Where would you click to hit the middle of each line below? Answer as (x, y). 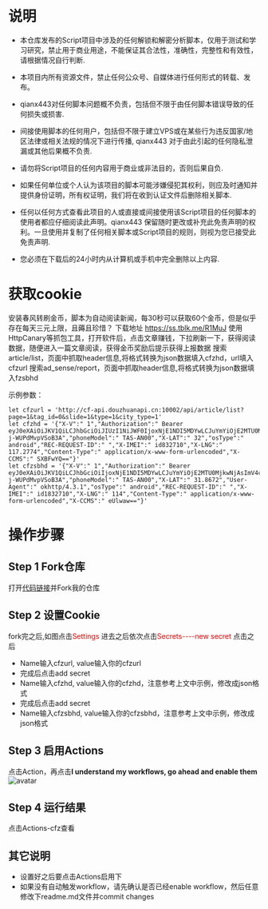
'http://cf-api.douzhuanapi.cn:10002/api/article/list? (150, 410)
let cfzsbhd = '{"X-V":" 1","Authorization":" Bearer (100, 466)
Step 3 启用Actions (56, 751)
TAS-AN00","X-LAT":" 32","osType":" (183, 438)
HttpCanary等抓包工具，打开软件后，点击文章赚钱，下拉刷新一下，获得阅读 (132, 337)
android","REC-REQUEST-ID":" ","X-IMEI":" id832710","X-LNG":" (116, 445)
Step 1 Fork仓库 (47, 567)
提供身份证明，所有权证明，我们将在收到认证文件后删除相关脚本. (126, 195)
